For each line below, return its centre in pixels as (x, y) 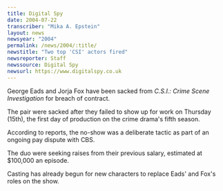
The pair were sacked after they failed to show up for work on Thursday (109, 112)
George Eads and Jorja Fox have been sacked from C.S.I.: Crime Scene (108, 91)
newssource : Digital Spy (43, 65)
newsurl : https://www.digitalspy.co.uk (65, 71)
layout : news (26, 33)
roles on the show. (33, 181)
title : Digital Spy (35, 13)
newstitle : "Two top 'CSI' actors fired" (68, 52)
